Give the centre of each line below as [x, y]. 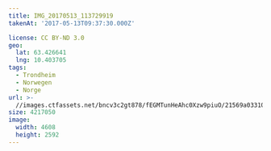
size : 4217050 [32, 112]
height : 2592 [38, 135]
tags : [17, 68]
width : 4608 [36, 128]
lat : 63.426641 [41, 53]
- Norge [29, 90]
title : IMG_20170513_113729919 [61, 16]
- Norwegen [34, 82]
